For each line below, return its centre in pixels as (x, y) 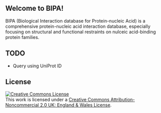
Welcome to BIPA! (34, 8)
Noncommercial (22, 105)
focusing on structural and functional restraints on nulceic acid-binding (80, 32)
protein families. (22, 37)
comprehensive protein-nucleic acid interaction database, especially (78, 26)
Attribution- (123, 100)
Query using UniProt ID (37, 66)
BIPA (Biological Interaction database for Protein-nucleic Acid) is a (75, 21)
